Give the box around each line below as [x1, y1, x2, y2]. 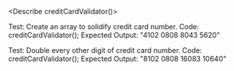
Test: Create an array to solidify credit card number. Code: [8, 22, 199, 31]
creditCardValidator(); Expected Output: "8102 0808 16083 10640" [8, 54, 227, 63]
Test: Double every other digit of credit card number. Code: [8, 46, 202, 54]
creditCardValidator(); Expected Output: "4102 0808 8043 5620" [8, 31, 220, 39]
